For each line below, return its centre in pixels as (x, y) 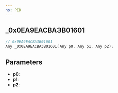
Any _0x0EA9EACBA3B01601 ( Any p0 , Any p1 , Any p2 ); (60, 46)
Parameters (24, 62)
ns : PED (13, 10)
